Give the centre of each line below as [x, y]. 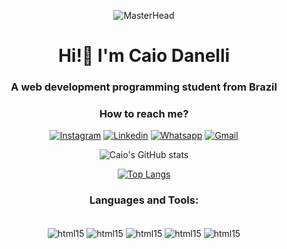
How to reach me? [144, 114]
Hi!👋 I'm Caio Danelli [144, 56]
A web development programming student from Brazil [144, 87]
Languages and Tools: [144, 200]
